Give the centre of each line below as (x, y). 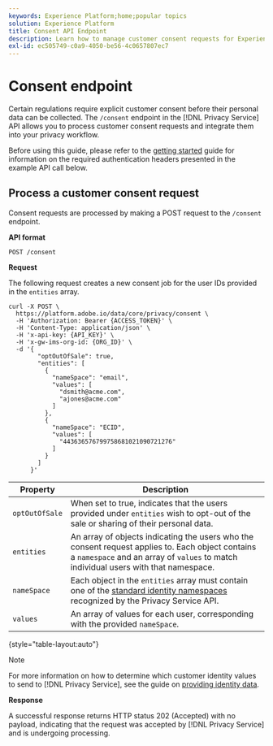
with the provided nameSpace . (125, 624)
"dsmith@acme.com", (93, 392)
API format (27, 237)
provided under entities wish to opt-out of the (160, 513)
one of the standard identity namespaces (149, 590)
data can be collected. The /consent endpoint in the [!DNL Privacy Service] (134, 118)
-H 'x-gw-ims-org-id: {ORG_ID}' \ (74, 342)
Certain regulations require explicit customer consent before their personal (133, 109)
